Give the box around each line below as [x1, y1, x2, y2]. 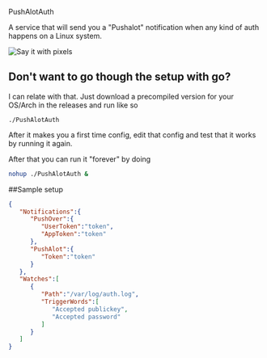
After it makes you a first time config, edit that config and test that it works [8, 129, 256, 140]
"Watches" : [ [19, 275, 60, 284]
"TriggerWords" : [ [40, 298, 100, 306]
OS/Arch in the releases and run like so [8, 100, 138, 110]
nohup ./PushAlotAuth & [8, 170, 89, 178]
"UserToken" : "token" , [40, 222, 114, 231]
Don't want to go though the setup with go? [8, 70, 231, 84]
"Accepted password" [51, 313, 121, 321]
